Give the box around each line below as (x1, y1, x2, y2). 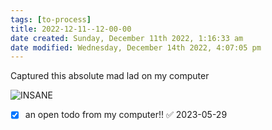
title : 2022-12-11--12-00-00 (10, 24, 132, 34)
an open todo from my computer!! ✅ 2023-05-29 (24, 109, 228, 121)
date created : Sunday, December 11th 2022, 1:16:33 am (10, 33, 244, 43)
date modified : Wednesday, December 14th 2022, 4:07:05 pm (10, 42, 262, 53)
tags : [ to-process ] (10, 14, 92, 25)
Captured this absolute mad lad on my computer (10, 70, 210, 82)
